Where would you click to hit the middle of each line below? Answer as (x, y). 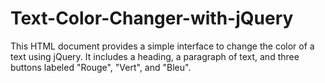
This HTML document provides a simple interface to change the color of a (162, 46)
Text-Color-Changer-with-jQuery (152, 18)
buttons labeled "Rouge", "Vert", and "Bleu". (101, 67)
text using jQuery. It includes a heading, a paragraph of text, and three (155, 56)
